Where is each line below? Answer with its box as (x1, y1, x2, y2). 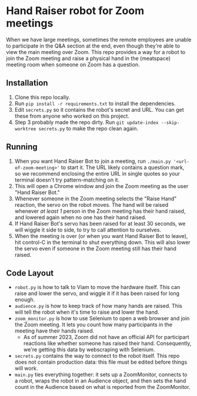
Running (6, 142, 38, 152)
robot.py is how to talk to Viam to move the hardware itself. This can (14, 284, 181, 291)
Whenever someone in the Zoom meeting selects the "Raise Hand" (14, 195, 177, 202)
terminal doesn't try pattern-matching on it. (14, 176, 119, 183)
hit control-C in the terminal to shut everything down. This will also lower (14, 239, 191, 246)
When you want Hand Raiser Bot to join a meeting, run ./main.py (14, 157, 172, 165)
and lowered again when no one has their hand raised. (14, 213, 147, 221)
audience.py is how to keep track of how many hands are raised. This (14, 303, 182, 310)
